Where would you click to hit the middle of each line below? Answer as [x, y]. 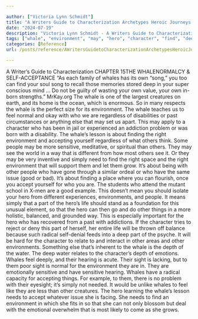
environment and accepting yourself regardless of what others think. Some [97, 140]
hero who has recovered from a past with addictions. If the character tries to [99, 222]
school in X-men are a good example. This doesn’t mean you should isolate [97, 190]
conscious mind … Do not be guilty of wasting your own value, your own [94, 90]
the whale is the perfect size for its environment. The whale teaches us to [95, 109]
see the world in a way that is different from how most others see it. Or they [98, 153]
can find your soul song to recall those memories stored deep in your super [98, 84]
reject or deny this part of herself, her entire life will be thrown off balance [96, 228]
